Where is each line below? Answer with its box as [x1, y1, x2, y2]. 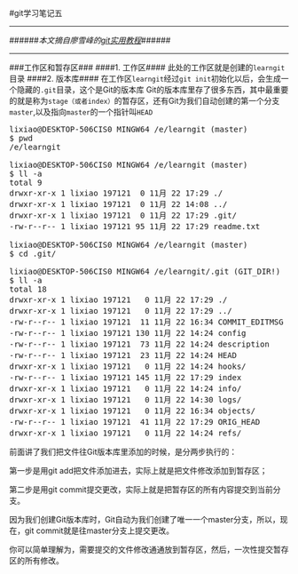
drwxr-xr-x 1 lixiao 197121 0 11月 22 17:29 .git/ [9, 211, 238, 220]
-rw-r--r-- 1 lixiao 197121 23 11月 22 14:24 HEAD [9, 350, 238, 360]
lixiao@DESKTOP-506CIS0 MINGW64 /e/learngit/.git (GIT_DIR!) [9, 267, 281, 276]
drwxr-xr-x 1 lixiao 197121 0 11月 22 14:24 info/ [9, 384, 242, 394]
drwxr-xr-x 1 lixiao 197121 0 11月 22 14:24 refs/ [9, 428, 242, 438]
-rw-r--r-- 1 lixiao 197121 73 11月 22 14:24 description [9, 339, 271, 349]
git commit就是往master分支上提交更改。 [24, 525, 175, 536]
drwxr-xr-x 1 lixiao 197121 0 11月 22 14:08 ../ [9, 199, 228, 209]
